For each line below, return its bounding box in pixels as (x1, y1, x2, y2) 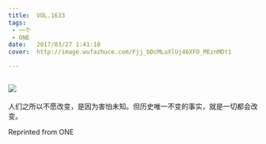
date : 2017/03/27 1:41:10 (8, 41, 101, 49)
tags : (8, 19, 26, 27)
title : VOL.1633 (8, 11, 66, 20)
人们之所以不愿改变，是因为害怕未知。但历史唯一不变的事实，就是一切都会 (8, 102, 251, 111)
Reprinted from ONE (8, 127, 74, 136)
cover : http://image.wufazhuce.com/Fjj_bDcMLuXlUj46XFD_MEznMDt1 (8, 48, 232, 56)
